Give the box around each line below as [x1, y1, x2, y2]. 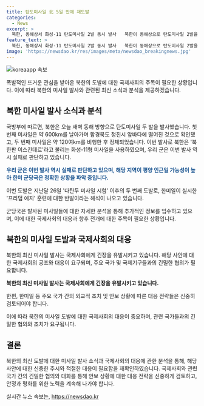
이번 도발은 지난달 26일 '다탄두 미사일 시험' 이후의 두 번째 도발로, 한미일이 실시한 [6, 186, 197, 194]
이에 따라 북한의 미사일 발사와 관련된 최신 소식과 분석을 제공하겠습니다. [14, 86, 181, 93]
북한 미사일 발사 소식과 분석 [6, 106, 102, 116]
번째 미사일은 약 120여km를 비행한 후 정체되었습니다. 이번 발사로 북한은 [20, 138, 189, 146]
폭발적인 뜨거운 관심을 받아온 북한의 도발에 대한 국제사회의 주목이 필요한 [6, 78, 177, 86]
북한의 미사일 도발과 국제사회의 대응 [6, 234, 132, 245]
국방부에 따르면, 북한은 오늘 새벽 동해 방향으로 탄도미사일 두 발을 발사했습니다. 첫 [6, 123, 197, 130]
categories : [6, 15, 36, 21]
